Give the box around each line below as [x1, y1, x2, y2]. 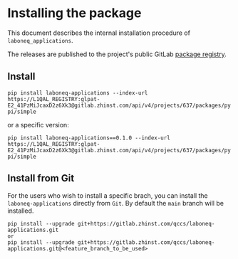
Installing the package [7, 5, 142, 21]
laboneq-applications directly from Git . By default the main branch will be [7, 199, 224, 207]
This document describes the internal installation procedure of [7, 28, 191, 37]
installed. [7, 206, 34, 215]
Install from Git [7, 172, 75, 184]
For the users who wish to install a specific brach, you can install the [7, 191, 208, 200]
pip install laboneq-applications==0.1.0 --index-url [7, 134, 171, 142]
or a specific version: [7, 120, 69, 129]
